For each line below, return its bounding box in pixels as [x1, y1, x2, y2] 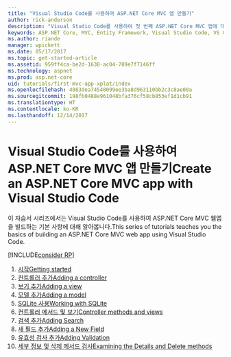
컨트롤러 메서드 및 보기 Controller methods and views [17, 308, 163, 316]
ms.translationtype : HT [8, 99, 76, 106]
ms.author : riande [8, 36, 60, 42]
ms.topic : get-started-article [8, 55, 97, 62]
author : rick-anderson [8, 16, 73, 23]
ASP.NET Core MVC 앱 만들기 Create [8, 160, 212, 176]
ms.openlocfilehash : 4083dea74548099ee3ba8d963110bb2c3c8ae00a [8, 86, 193, 93]
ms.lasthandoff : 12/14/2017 [8, 112, 88, 119]
